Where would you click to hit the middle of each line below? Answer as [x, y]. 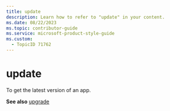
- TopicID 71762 [31, 45]
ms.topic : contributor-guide [42, 28]
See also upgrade [28, 102]
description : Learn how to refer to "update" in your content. [86, 17]
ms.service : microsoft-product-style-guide [61, 34]
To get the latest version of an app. [49, 90]
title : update [24, 12]
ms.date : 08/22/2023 [32, 22]
